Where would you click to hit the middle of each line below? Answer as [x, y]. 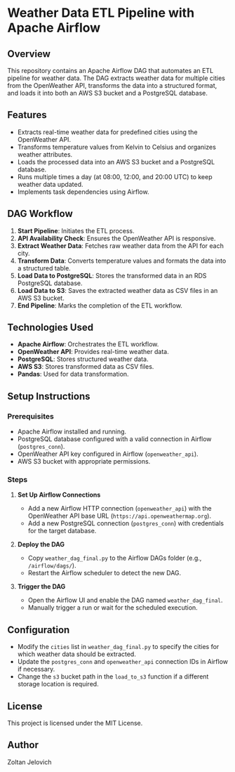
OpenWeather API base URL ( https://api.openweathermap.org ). [120, 516]
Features [27, 115]
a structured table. [44, 268]
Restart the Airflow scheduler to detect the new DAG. [105, 573]
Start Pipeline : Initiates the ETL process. [76, 230]
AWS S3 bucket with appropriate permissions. [84, 462]
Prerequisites [31, 416]
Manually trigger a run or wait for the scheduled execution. [113, 608]
